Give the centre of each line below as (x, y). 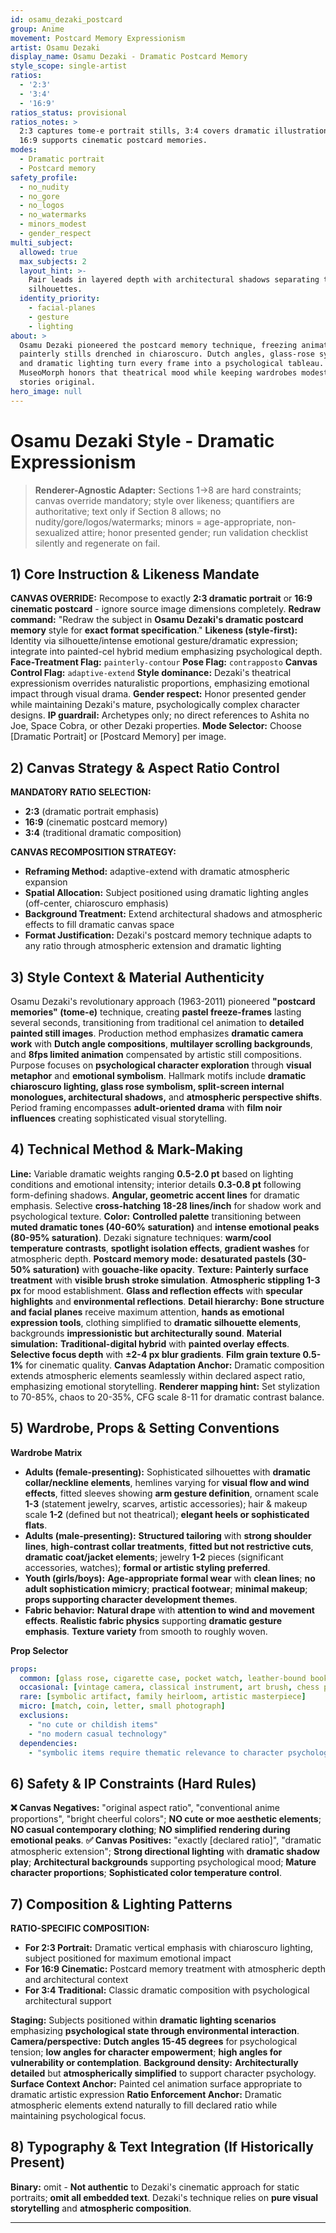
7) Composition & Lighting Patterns (121, 1904)
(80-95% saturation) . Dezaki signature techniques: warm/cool (141, 1237)
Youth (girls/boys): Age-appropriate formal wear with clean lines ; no (170, 1578)
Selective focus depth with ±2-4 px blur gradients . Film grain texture (156, 1354)
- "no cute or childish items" (93, 1724)
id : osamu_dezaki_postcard (66, 19)
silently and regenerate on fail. (97, 543)
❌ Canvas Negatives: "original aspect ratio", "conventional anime (145, 1808)
